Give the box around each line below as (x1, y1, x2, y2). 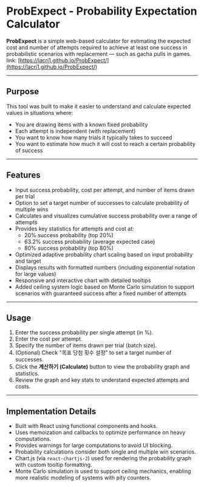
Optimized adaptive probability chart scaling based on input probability (15, 250, 193, 258)
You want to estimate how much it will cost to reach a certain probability (15, 140, 196, 147)
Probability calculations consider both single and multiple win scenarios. (15, 448, 196, 455)
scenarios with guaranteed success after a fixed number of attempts (15, 289, 187, 297)
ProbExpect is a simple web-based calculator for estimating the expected (6, 37, 191, 44)
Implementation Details (6, 406, 97, 416)
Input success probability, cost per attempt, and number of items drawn (15, 186, 195, 193)
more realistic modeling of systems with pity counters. (15, 474, 151, 482)
